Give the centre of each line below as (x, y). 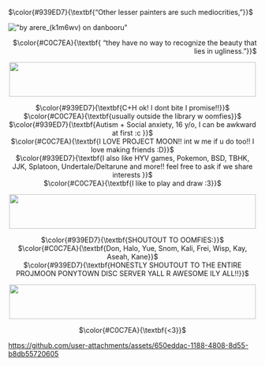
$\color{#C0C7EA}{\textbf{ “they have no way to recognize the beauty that (135, 43)
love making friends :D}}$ (132, 149)
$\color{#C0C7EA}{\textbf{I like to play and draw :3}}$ (132, 183)
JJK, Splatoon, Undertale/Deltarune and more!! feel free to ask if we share (132, 166)
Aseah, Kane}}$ (132, 257)
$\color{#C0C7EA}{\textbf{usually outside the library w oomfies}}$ (132, 116)
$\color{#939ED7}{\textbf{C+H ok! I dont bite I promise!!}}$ (132, 108)
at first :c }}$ (132, 133)
